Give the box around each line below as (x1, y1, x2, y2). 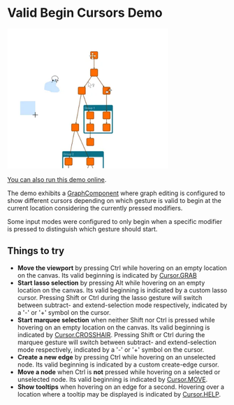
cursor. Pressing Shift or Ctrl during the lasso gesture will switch (17, 293, 203, 301)
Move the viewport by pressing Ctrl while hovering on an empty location (17, 264, 227, 272)
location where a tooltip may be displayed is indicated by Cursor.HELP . (17, 390, 221, 398)
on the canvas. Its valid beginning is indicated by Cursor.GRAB (17, 271, 197, 279)
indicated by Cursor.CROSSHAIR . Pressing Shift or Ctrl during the (17, 330, 205, 339)
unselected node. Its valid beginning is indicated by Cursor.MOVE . (17, 375, 208, 383)
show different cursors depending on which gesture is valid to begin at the (7, 196, 221, 204)
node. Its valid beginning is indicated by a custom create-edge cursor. (17, 360, 219, 369)
